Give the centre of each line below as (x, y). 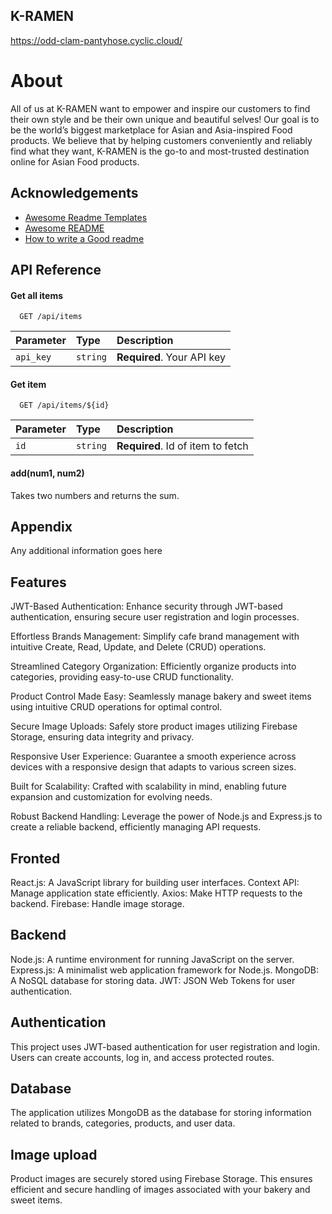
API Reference (56, 269)
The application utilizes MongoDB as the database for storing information (161, 1113)
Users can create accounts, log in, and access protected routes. (142, 1057)
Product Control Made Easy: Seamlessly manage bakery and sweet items (161, 696)
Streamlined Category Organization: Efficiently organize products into (153, 666)
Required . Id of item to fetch (182, 446)
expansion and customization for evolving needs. (111, 797)
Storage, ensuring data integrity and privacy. (102, 737)
